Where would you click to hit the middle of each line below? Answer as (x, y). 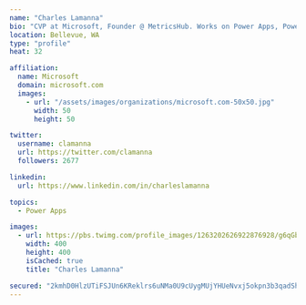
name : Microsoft (48, 77)
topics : (24, 202)
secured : (26, 286)
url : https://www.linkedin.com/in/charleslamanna (113, 186)
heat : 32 (26, 52)
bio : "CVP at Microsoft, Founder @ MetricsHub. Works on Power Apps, (144, 26)
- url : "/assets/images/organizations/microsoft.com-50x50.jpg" (150, 102)
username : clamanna (55, 144)
